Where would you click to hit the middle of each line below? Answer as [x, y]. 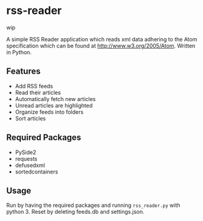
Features [23, 72]
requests [26, 158]
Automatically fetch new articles [55, 99]
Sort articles [30, 118]
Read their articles [38, 93]
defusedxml [30, 165]
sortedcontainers [36, 172]
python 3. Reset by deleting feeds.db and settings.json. [75, 212]
